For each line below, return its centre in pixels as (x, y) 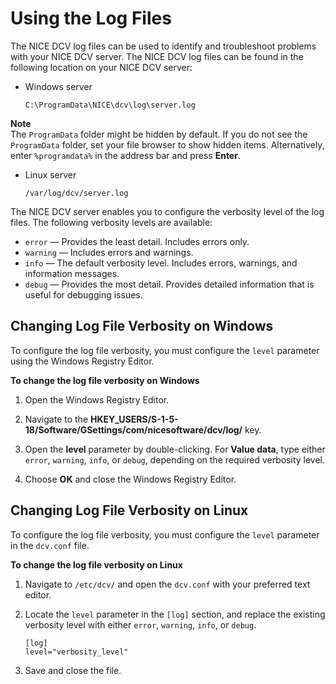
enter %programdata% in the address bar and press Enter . (125, 155)
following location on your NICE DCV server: (101, 67)
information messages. (72, 273)
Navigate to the (56, 419)
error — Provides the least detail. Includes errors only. (137, 241)
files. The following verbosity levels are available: (111, 222)
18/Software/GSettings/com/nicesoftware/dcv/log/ (133, 429)
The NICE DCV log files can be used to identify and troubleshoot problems (163, 46)
